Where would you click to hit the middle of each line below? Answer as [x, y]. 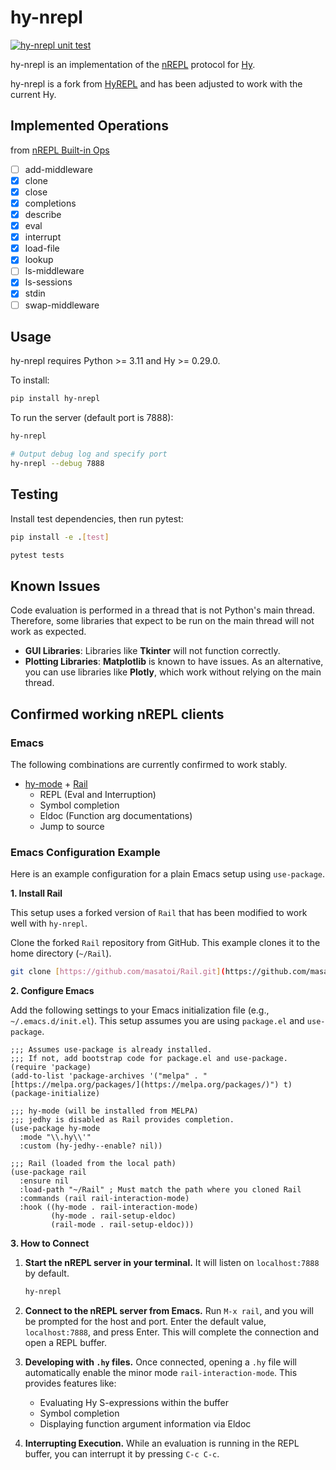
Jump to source [72, 826]
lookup [39, 260]
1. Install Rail [36, 893]
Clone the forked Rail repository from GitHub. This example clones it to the [165, 943]
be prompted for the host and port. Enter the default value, [145, 1321]
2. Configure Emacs [52, 991]
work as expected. [48, 632]
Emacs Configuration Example [85, 852]
